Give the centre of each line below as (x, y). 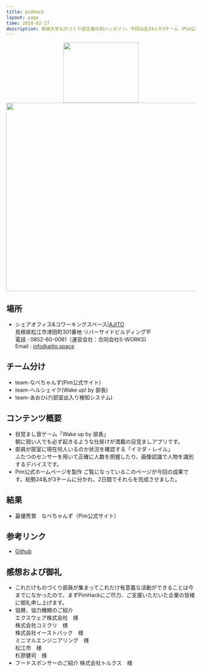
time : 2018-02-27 (28, 23)
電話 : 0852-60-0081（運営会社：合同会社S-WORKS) (81, 340)
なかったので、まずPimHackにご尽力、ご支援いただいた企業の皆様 (113, 595)
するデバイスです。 (38, 464)
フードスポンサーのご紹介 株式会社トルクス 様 (74, 663)
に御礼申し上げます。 (41, 603)
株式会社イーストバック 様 (49, 633)
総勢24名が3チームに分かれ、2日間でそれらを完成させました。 (103, 479)
